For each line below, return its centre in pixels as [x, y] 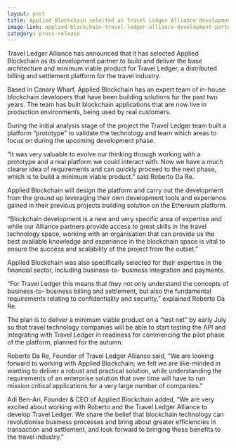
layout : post [26, 14]
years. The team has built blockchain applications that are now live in [107, 105]
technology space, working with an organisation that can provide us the [111, 234]
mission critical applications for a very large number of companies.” [105, 386]
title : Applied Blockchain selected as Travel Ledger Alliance [102, 20]
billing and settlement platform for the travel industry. [84, 76]
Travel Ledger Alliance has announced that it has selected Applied [103, 54]
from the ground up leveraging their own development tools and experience [117, 198]
